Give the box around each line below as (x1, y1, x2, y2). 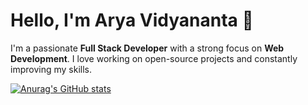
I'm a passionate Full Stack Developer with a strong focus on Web (10, 42, 285, 54)
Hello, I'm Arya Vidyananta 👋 (10, 9, 254, 32)
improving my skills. (10, 63, 92, 75)
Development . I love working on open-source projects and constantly (10, 52, 298, 64)
